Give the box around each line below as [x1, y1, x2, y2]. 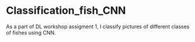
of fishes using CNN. [6, 29, 56, 36]
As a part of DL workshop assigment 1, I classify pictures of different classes [6, 23, 190, 30]
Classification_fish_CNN [6, 4, 126, 17]
